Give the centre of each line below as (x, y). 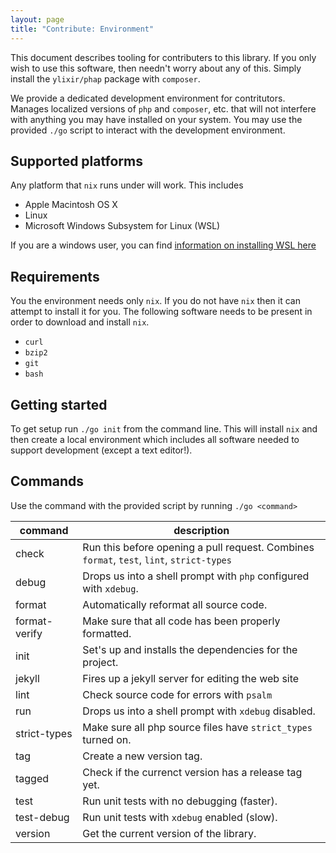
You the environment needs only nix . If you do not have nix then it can (155, 301)
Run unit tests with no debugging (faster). (180, 801)
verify (29, 633)
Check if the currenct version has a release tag (192, 772)
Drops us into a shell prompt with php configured (196, 576)
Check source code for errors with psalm (177, 694)
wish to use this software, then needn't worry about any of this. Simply (156, 68)
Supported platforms (76, 161)
